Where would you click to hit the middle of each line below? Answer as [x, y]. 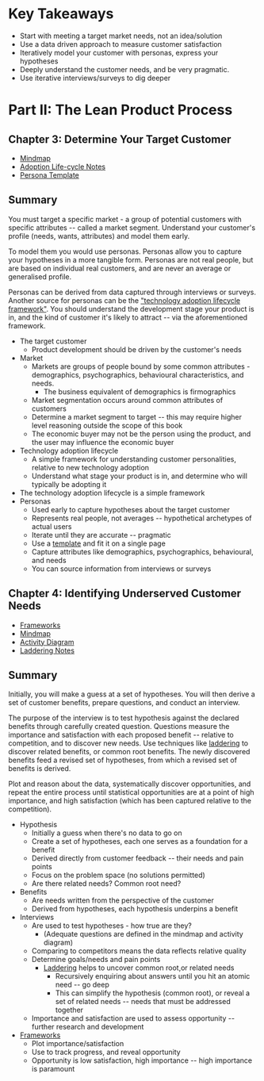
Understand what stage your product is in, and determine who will [140, 476]
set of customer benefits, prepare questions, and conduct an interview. [124, 703]
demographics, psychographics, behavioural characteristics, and [138, 374]
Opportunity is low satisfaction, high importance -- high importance [142, 1060]
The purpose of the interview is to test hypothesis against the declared [124, 718]
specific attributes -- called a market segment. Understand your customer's [132, 228]
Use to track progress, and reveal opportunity [106, 1052]
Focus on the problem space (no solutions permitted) [119, 875]
